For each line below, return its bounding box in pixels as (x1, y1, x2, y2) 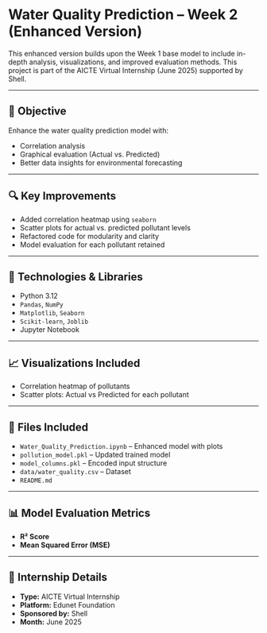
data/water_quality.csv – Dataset (19, 467, 131, 476)
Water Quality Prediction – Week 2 (8, 6, 238, 24)
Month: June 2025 (19, 617, 82, 627)
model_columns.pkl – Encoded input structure (19, 458, 168, 468)
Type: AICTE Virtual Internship (19, 592, 121, 601)
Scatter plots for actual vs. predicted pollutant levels (19, 222, 191, 232)
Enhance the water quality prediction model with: (8, 125, 169, 135)
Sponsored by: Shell (19, 608, 88, 618)
